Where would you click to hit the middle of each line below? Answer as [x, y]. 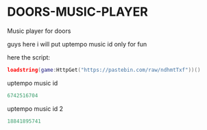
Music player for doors [39, 31]
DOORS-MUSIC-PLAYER [78, 12]
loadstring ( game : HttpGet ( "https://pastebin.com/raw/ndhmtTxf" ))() [104, 70]
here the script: [28, 57]
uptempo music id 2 [35, 108]
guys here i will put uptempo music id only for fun [77, 44]
